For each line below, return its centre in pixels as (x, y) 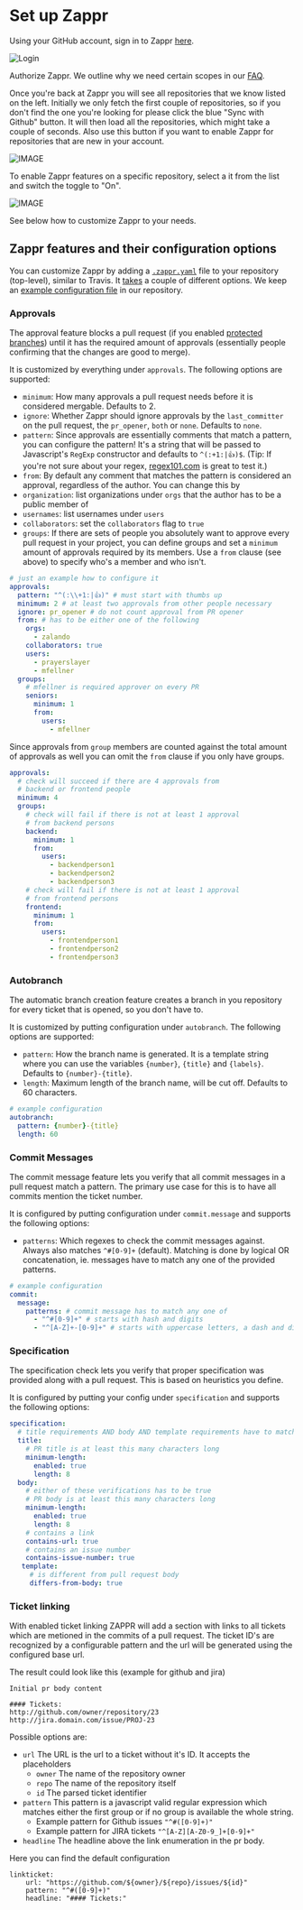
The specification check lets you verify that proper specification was (137, 1370)
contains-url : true (62, 1541)
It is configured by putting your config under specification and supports (145, 1398)
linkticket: (32, 1875)
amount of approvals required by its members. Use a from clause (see (152, 552)
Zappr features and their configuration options (143, 249)
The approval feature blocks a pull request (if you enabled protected (136, 333)
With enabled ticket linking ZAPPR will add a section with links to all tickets (147, 1626)
